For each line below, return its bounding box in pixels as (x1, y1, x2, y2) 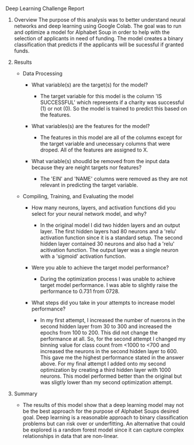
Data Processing (22, 70, 63, 77)
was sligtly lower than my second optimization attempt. (40, 379, 173, 385)
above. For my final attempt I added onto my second (40, 360, 166, 367)
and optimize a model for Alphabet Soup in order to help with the (13, 29, 170, 36)
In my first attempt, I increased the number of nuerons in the (40, 317, 185, 323)
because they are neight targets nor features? (31, 164, 142, 171)
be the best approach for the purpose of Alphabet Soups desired (22, 408, 179, 415)
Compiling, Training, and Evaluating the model (22, 193, 134, 199)
